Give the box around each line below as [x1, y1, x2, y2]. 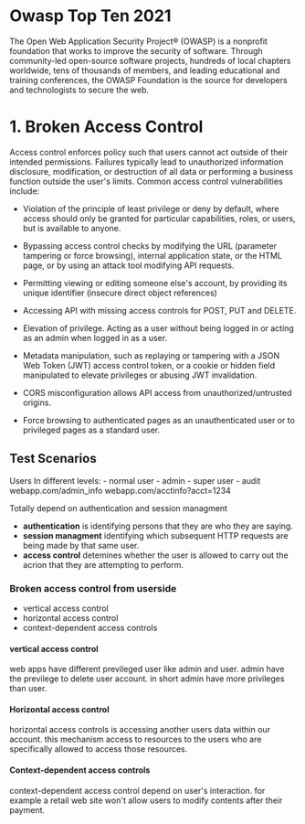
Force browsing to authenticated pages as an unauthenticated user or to [22, 414, 295, 425]
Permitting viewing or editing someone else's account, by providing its [22, 277, 288, 288]
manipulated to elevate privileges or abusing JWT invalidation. [22, 369, 258, 380]
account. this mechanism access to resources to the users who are [9, 733, 262, 745]
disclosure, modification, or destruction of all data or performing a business [9, 166, 294, 177]
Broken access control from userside [9, 582, 177, 594]
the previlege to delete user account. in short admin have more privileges [9, 673, 285, 684]
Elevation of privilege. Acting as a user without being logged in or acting [22, 322, 294, 334]
